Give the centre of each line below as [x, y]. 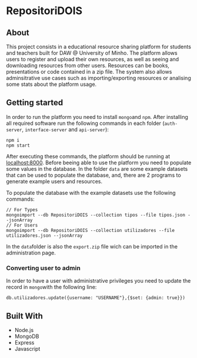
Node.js [24, 330]
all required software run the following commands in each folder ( [85, 123]
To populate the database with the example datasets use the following [91, 193]
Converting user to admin [43, 268]
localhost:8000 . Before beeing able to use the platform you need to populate [99, 163]
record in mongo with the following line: [51, 287]
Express [24, 342]
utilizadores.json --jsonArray [44, 236]
